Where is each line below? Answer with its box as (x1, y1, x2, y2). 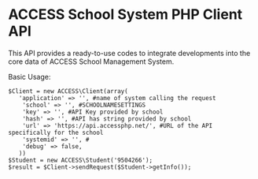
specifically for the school (8, 129, 104, 136)
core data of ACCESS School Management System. (8, 57, 175, 66)
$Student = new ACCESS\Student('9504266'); (8, 156, 153, 164)
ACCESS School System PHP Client (8, 6, 243, 24)
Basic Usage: (8, 72, 51, 81)
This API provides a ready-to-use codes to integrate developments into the (8, 48, 251, 58)
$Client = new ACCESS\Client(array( (8, 87, 128, 95)
